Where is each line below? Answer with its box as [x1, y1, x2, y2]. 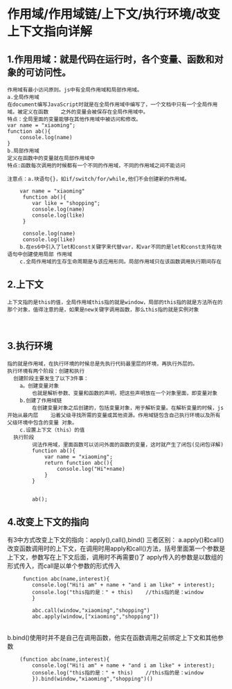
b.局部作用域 [7, 147, 39, 154]
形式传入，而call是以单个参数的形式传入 [7, 562, 121, 570]
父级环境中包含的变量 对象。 [7, 419, 78, 426]
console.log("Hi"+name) [56, 465, 126, 472]
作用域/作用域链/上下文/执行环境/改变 [7, 6, 220, 22]
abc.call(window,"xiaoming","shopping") [32, 607, 150, 614]
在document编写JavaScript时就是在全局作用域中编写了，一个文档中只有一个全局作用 [7, 101, 218, 108]
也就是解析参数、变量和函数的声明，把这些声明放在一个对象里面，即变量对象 [32, 389, 218, 397]
